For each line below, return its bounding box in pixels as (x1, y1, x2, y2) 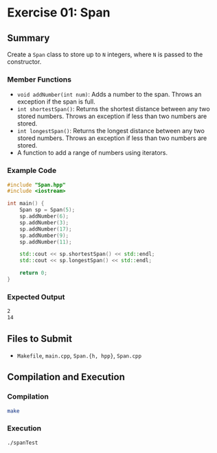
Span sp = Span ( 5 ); (19, 207, 76, 213)
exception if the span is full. (16, 97, 95, 106)
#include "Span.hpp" (7, 181, 67, 188)
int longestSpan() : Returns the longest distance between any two (16, 127, 205, 135)
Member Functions (7, 74, 72, 84)
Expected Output (7, 292, 65, 301)
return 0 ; (19, 270, 48, 277)
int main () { (7, 200, 45, 207)
